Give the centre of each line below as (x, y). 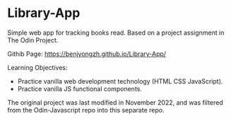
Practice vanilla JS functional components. (80, 88)
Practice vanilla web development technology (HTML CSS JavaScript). (120, 81)
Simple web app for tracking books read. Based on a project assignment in (116, 33)
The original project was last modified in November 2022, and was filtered (115, 102)
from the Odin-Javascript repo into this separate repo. (86, 110)
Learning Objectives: (38, 67)
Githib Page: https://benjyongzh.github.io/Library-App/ (87, 54)
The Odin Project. (33, 40)
